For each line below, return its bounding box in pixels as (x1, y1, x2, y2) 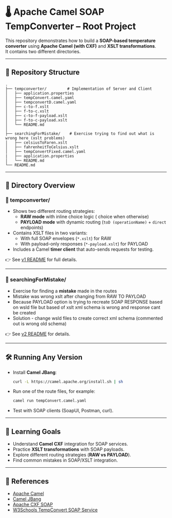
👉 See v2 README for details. (5, 331, 71, 337)
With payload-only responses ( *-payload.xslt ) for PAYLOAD (20, 241, 148, 247)
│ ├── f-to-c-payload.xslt (5, 117, 68, 123)
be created (12, 309, 36, 315)
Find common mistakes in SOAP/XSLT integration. (12, 457, 118, 464)
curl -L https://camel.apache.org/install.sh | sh (12, 379, 123, 384)
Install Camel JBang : (12, 369, 57, 375)
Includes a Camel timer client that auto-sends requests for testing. (12, 246, 154, 252)
